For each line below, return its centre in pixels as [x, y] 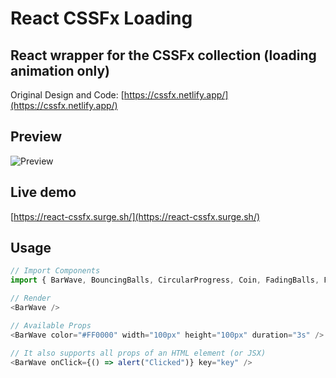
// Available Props [51, 325]
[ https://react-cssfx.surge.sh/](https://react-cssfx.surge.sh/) [135, 216]
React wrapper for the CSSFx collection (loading [163, 55]
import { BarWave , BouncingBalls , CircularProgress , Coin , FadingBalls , [165, 280]
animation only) [60, 70]
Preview [36, 137]
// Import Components [55, 271]
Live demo [43, 192]
